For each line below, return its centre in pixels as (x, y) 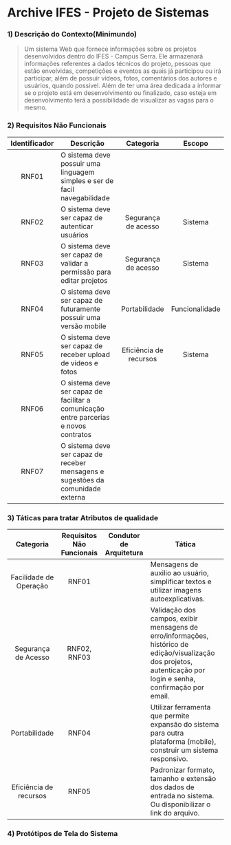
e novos (74, 426)
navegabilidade (85, 197)
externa (73, 497)
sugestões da (82, 480)
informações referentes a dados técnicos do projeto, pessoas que (117, 64)
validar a (75, 263)
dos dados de (172, 787)
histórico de (169, 645)
